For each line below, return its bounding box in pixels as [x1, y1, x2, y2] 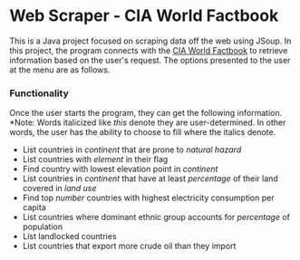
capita [22, 202, 47, 213]
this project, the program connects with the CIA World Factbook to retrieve [9, 44, 288, 55]
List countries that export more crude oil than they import [22, 241, 237, 252]
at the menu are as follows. [9, 64, 111, 75]
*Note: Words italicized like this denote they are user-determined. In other [9, 117, 286, 128]
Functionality [9, 87, 70, 100]
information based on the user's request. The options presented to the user [9, 54, 291, 65]
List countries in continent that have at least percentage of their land [22, 173, 278, 184]
